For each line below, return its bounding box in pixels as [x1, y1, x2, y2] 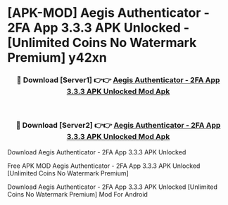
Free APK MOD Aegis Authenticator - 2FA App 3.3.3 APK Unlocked [7, 161, 201, 170]
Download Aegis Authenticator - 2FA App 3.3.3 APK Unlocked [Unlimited [7, 183, 218, 191]
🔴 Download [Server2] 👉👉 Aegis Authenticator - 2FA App [15, 121, 221, 131]
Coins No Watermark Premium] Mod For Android [7, 190, 148, 198]
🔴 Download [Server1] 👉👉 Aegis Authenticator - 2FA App [16, 75, 220, 85]
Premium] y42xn [7, 50, 107, 66]
